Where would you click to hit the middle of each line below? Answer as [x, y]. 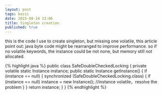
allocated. [15, 56]
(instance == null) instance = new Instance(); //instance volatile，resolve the [81, 82]
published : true [21, 27]
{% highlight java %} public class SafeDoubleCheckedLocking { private [76, 66]
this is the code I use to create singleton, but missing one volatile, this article [81, 41]
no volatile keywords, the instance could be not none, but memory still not [79, 52]
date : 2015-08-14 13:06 [29, 18]
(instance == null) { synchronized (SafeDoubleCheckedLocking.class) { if [78, 76]
